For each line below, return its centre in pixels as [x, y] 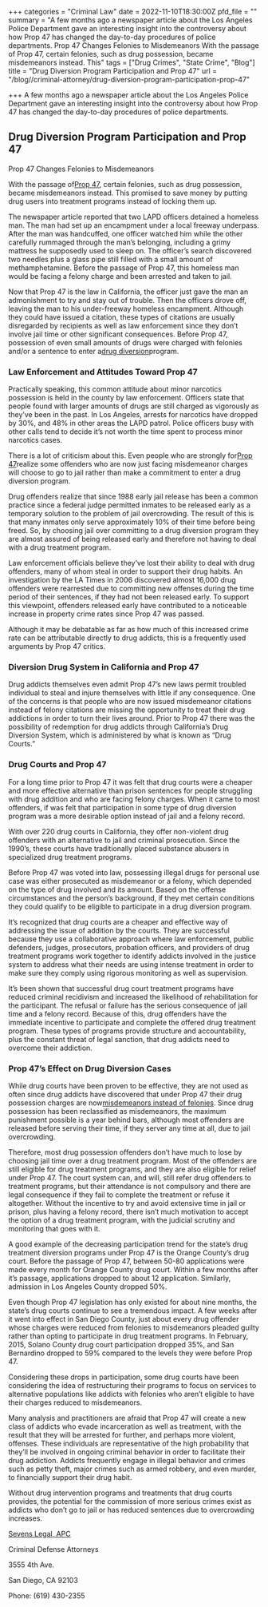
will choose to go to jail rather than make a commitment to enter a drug [124, 473]
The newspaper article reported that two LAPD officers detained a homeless [134, 217]
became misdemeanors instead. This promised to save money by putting [128, 193]
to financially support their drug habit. [70, 1477]
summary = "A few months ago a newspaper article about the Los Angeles [130, 20]
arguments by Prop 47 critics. [57, 646]
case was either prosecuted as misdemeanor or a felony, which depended [130, 881]
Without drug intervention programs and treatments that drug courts [120, 1493]
